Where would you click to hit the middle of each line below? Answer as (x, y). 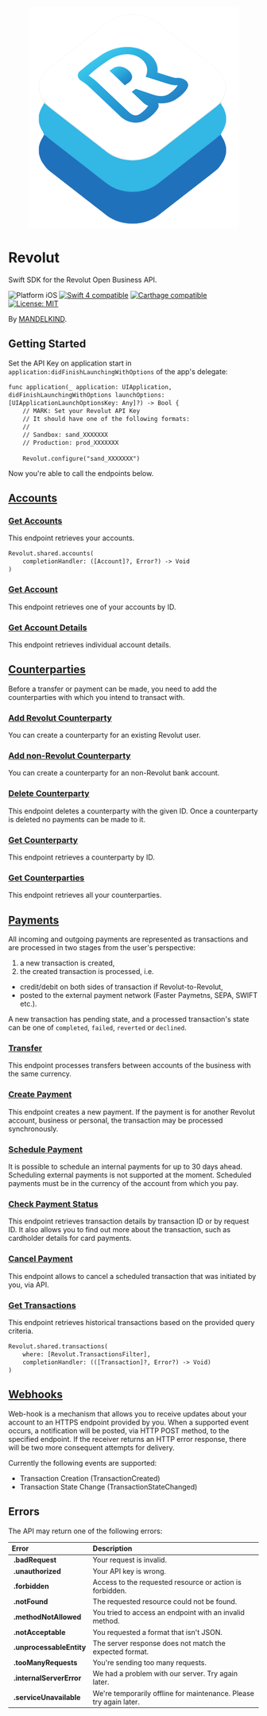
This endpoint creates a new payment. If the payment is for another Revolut (132, 1111)
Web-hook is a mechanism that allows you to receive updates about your (128, 1413)
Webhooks (36, 1395)
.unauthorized (37, 1571)
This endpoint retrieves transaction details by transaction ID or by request (129, 1221)
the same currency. (40, 1074)
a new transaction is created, (67, 963)
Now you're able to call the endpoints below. (81, 473)
